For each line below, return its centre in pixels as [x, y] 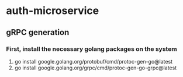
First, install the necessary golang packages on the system [91, 49]
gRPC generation [38, 32]
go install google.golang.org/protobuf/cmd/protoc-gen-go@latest [94, 61]
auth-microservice [53, 11]
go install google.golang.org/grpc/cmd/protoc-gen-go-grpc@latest [96, 68]
